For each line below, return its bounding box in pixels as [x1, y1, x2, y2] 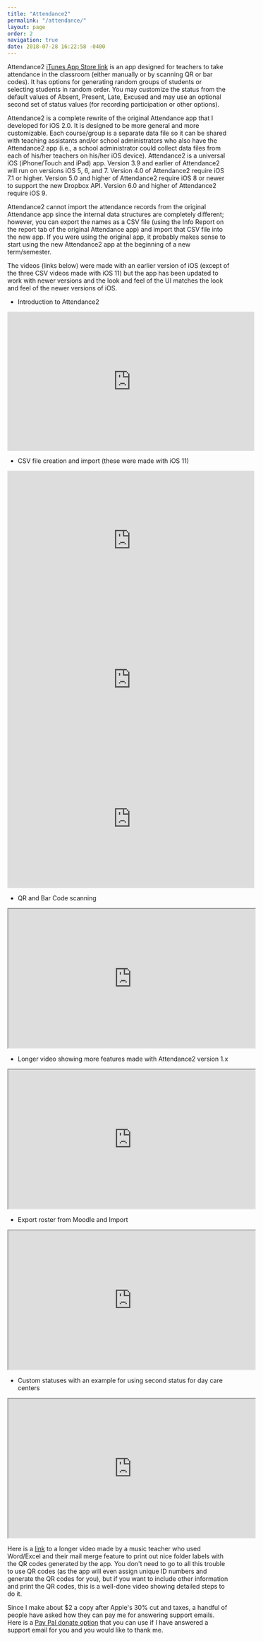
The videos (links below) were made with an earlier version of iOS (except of [7, 261, 230, 269]
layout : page [7, 23, 46, 30]
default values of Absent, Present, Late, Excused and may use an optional [7, 93, 221, 101]
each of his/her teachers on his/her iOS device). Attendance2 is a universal [7, 151, 226, 160]
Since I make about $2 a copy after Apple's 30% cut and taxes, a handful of [7, 1604, 228, 1611]
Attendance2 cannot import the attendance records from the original [7, 203, 207, 211]
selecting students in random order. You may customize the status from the [7, 86, 226, 93]
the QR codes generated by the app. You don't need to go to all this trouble [7, 1560, 226, 1568]
